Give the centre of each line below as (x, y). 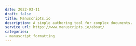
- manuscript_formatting (30, 36)
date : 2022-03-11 (22, 9)
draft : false (18, 14)
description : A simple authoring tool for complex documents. (69, 23)
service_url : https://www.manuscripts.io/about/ (55, 27)
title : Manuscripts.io (28, 18)
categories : (17, 32)
